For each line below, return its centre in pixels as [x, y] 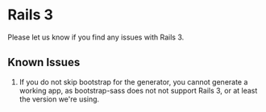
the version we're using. [59, 99]
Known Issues [44, 62]
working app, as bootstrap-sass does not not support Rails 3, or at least [138, 90]
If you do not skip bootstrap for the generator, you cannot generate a [133, 81]
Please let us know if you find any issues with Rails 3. [96, 37]
